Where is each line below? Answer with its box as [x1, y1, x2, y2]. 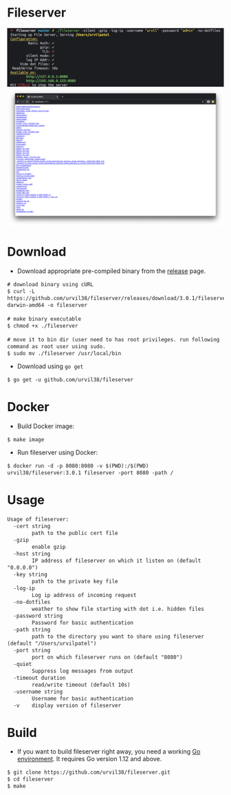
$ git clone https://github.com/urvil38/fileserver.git [7, 769, 170, 776]
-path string [13, 626, 51, 633]
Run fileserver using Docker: [16, 448, 98, 456]
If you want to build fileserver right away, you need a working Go [16, 747, 201, 756]
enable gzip [32, 543, 67, 550]
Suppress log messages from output [32, 667, 134, 674]
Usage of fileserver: [7, 516, 69, 523]
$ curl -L [7, 288, 36, 294]
